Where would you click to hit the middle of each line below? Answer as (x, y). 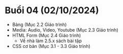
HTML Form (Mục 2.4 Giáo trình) (46, 35)
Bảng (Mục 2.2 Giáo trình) (39, 24)
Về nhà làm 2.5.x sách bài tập (51, 41)
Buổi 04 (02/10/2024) (52, 10)
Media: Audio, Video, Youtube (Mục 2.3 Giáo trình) (65, 30)
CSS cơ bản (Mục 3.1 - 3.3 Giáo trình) (51, 46)
